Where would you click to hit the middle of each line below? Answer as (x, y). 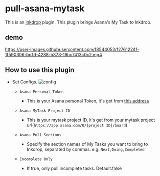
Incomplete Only (36, 159)
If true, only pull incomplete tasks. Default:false (74, 168)
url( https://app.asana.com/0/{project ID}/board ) (77, 125)
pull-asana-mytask (45, 9)
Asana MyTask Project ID (45, 111)
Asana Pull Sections (40, 135)
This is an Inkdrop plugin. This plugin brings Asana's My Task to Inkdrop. (78, 22)
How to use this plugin (40, 70)
